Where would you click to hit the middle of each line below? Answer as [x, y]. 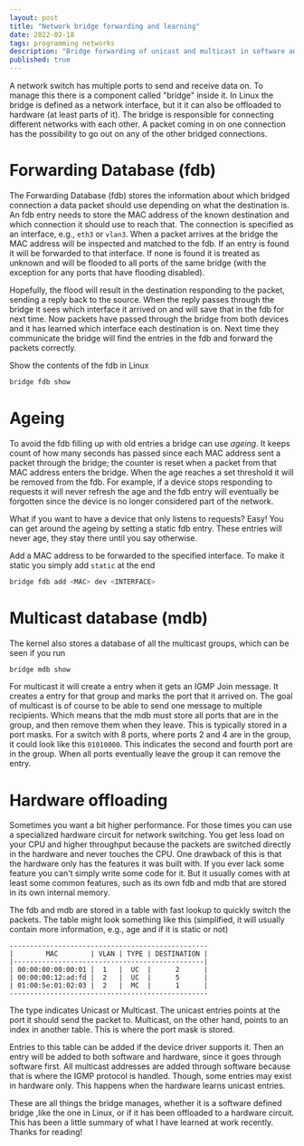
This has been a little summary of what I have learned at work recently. [142, 1122]
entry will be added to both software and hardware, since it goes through [146, 1057]
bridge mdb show [40, 669]
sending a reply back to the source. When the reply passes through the [142, 299]
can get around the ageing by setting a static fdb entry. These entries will [146, 528]
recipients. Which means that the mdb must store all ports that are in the [144, 716]
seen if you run [38, 652]
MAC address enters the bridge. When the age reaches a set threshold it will [152, 472]
